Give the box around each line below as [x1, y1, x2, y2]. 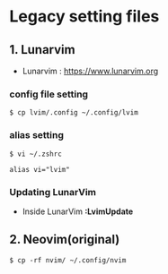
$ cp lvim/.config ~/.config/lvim [9, 108, 139, 117]
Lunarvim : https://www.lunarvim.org [22, 65, 159, 76]
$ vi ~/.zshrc [9, 150, 63, 158]
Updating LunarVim [9, 185, 97, 198]
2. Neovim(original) [9, 232, 120, 247]
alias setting [9, 129, 65, 141]
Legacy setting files [9, 6, 160, 27]
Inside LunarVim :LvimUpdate [22, 206, 134, 217]
